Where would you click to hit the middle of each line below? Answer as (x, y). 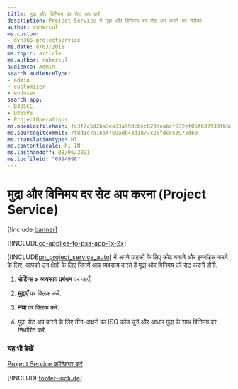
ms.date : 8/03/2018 (36, 47)
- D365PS (20, 113)
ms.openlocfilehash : (38, 126)
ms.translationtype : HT (42, 139)
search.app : (25, 100)
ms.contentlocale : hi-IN (44, 146)
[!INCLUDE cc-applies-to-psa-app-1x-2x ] (67, 243)
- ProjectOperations (38, 119)
